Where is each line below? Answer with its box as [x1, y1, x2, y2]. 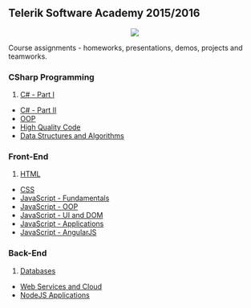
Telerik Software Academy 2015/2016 [8, 6, 200, 20]
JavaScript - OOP [19, 202, 79, 211]
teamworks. [8, 51, 48, 61]
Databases [19, 265, 56, 276]
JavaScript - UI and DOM [19, 211, 103, 220]
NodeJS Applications [19, 290, 90, 300]
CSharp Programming [8, 72, 95, 83]
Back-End [8, 248, 47, 259]
